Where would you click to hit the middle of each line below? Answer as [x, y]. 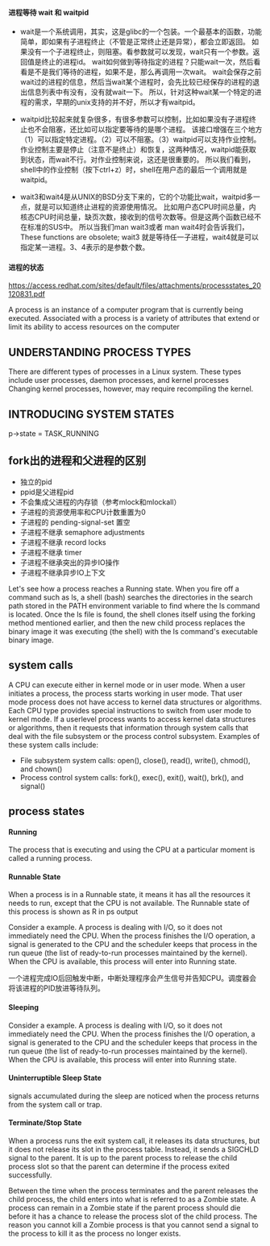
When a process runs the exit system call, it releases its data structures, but [134, 1141]
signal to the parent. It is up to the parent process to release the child [123, 1158]
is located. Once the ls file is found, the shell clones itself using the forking [132, 614]
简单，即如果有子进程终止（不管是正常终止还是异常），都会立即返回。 [135, 42]
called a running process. [50, 858]
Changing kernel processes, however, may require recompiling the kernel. [131, 389]
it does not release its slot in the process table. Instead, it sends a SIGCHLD [134, 1149]
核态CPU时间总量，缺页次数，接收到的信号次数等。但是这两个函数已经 [137, 217]
